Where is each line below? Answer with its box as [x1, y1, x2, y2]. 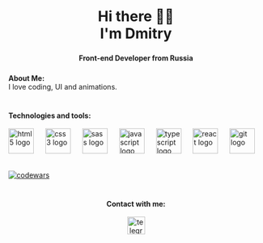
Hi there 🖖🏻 [97, 7, 175, 26]
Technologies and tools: [8, 111, 91, 120]
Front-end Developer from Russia [78, 53, 193, 63]
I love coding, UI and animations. [8, 82, 117, 92]
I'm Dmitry [100, 24, 172, 43]
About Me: [8, 73, 45, 83]
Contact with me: [106, 199, 166, 208]
